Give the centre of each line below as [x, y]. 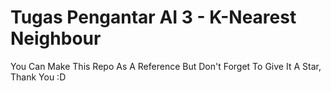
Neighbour [56, 38]
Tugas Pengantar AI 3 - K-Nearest [153, 17]
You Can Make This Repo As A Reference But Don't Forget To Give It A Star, [166, 66]
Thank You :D [38, 77]
